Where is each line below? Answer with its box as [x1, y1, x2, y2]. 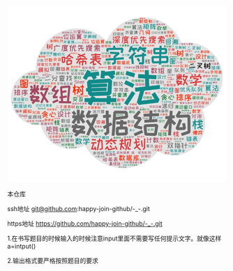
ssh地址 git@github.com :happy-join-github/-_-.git [7, 204, 150, 212]
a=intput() [7, 242, 36, 250]
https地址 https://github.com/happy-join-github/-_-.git [7, 219, 163, 228]
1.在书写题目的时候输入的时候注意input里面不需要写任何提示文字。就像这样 [7, 234, 222, 242]
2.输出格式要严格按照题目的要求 [7, 256, 99, 265]
